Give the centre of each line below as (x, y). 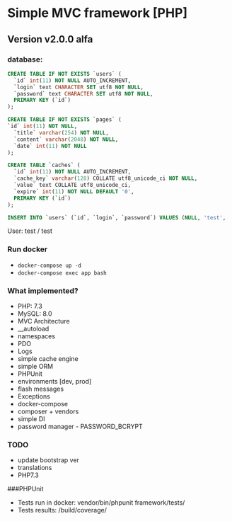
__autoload (33, 328)
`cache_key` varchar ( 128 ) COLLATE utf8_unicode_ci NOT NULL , (106, 178)
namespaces (36, 336)
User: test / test (30, 231)
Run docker (28, 249)
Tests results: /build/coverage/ (62, 510)
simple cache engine (48, 358)
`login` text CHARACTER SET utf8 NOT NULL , (79, 87)
